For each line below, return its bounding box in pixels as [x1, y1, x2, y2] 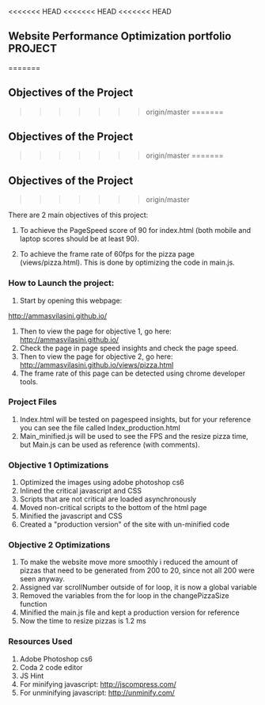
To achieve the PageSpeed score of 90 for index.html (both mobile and [19, 226, 252, 235]
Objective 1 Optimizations [8, 459, 109, 471]
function [19, 600, 47, 609]
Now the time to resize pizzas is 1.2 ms [19, 616, 146, 626]
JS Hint [19, 671, 44, 680]
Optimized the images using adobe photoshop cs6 [19, 478, 184, 487]
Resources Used [8, 636, 73, 647]
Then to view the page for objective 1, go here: [19, 326, 172, 336]
